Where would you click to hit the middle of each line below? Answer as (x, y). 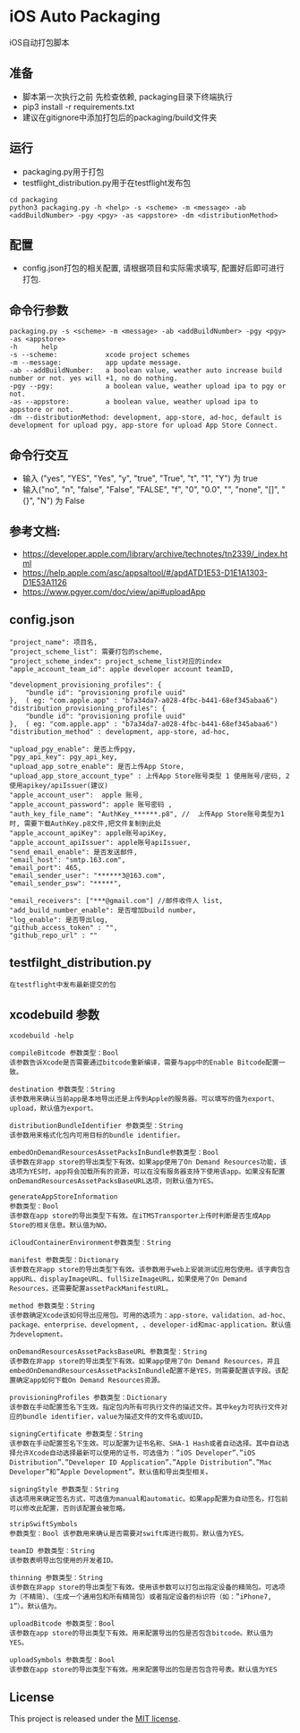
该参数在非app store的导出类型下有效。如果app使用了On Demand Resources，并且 (145, 1362)
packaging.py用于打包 (63, 171)
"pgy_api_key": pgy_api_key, (64, 757)
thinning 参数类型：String (56, 1578)
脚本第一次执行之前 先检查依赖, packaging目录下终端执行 (127, 97)
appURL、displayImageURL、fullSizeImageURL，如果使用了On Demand (129, 1279)
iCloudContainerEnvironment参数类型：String (90, 1243)
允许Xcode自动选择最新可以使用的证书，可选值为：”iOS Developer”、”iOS (136, 1453)
